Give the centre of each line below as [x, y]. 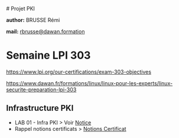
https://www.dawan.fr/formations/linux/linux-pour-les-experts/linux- [89, 83]
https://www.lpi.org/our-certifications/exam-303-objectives [79, 72]
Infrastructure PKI [40, 108]
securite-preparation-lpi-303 [41, 89]
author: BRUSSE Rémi [33, 20]
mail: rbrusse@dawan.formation [45, 31]
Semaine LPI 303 [48, 55]
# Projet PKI [21, 9]
